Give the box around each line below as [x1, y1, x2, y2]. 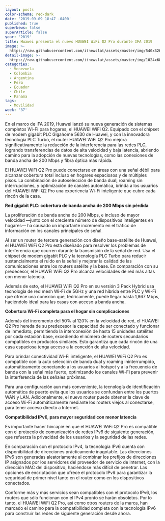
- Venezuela [9, 67, 34, 72]
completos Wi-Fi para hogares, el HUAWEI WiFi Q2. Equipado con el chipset [5, 126, 159, 132]
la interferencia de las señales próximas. [5, 374, 87, 380]
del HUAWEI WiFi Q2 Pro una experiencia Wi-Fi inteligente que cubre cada [5, 187, 156, 194]
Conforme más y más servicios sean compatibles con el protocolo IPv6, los [5, 489, 158, 495]
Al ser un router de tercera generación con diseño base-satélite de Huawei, [5, 237, 158, 243]
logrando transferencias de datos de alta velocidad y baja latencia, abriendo [5, 147, 159, 153]
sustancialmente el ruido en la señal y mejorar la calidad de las [5, 258, 132, 264]
